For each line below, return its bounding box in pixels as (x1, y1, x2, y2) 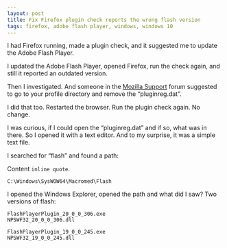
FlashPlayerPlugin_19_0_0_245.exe (7, 229, 106, 236)
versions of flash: (7, 197, 56, 206)
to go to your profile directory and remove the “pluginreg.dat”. (7, 90, 182, 98)
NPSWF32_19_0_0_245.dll (7, 234, 75, 242)
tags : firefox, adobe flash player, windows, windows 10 (7, 23, 174, 29)
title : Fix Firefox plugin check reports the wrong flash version (7, 16, 201, 23)
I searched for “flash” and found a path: (7, 151, 119, 160)
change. (7, 110, 31, 119)
